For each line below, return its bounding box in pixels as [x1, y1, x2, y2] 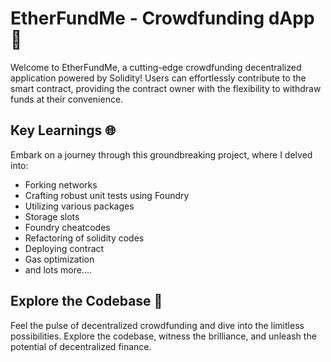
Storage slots [24, 210, 80, 222]
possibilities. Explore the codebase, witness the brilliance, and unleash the [10, 330, 317, 342]
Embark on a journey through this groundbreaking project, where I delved [10, 148, 313, 161]
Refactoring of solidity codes [24, 232, 145, 244]
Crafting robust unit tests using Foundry [24, 189, 190, 201]
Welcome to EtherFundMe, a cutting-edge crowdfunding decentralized [10, 61, 302, 73]
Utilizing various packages [24, 200, 135, 212]
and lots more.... [24, 263, 92, 276]
